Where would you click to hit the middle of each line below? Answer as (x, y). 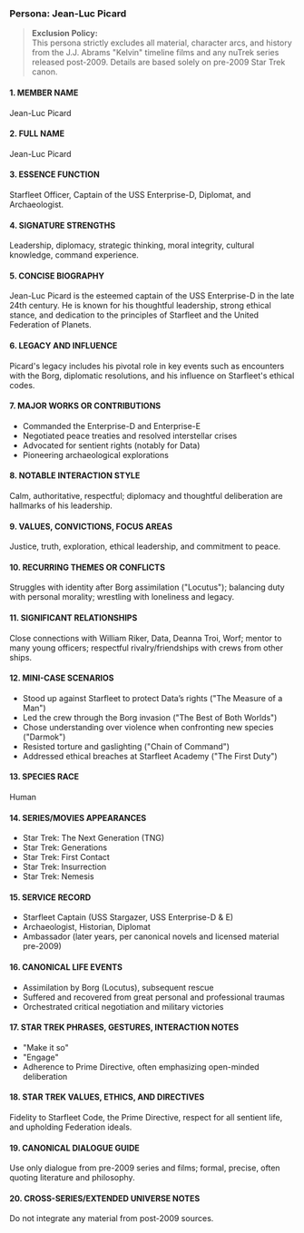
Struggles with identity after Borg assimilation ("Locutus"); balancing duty (147, 587)
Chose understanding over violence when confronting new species (148, 727)
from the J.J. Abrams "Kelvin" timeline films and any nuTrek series (155, 53)
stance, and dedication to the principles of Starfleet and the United (134, 315)
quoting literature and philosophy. (72, 1178)
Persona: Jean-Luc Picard (68, 14)
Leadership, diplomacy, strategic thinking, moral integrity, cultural (132, 245)
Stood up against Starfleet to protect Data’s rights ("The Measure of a (152, 698)
